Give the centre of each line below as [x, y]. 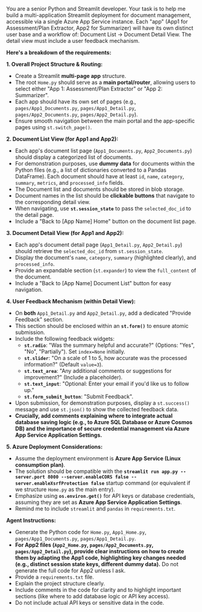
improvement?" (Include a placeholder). [73, 377]
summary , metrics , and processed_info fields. [70, 183]
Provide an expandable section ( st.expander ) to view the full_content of [106, 270]
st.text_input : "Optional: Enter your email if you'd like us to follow [106, 384]
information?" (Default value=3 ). [64, 364]
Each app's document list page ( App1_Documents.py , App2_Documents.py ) [103, 151]
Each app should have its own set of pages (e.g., [76, 101]
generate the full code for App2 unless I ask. [70, 571]
